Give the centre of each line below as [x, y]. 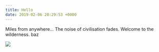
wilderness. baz [22, 34]
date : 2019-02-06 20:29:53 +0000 [41, 15]
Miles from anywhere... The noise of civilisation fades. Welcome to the [79, 29]
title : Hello [19, 10]
